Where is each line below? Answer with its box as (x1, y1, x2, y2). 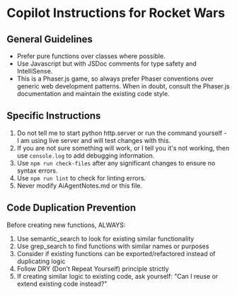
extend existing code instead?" (16, 279, 108, 288)
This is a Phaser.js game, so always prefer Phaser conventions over (16, 74, 214, 83)
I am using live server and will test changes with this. (16, 136, 171, 144)
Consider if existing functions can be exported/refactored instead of (16, 249, 216, 258)
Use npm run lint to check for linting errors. (16, 173, 146, 182)
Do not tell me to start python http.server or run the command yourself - (16, 129, 227, 137)
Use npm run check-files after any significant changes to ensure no (16, 158, 216, 167)
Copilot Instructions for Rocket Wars (6, 5, 226, 21)
